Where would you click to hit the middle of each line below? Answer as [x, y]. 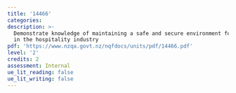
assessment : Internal [39, 66]
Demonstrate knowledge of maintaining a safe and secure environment [117, 33]
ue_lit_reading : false [40, 72]
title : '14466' [29, 14]
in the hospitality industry [56, 40]
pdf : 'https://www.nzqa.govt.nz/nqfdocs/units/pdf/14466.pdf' [100, 46]
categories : [25, 20]
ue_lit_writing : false [40, 79]
